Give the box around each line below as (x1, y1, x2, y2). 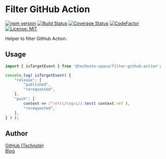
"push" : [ (14, 96, 35, 101)
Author (5, 129, 28, 138)
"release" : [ (14, 77, 42, 83)
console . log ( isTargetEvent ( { (5, 72, 71, 78)
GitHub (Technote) (5, 143, 44, 149)
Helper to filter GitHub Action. (5, 35, 67, 42)
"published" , (23, 82, 51, 87)
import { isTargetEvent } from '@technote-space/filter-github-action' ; (5, 63, 162, 69)
